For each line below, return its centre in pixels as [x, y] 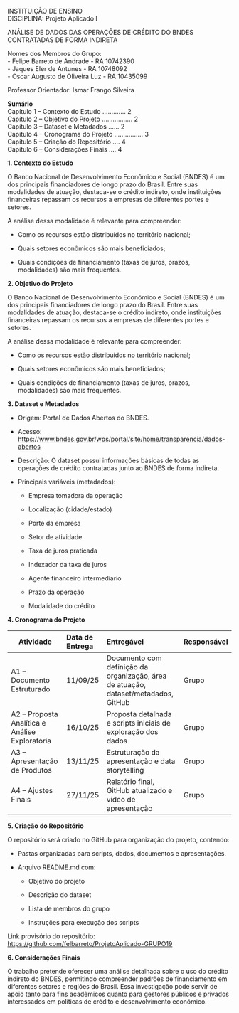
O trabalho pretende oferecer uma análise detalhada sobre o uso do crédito [118, 971]
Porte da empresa [54, 523]
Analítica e [28, 723]
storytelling [125, 770]
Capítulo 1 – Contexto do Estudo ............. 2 [69, 111]
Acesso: [30, 431]
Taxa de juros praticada [63, 551]
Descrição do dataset [60, 895]
